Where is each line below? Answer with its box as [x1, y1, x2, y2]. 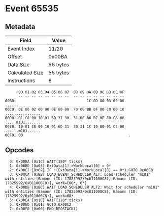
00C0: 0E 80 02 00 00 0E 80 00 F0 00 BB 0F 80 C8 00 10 [5, 107, 125, 112]
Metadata [5, 23, 35, 31]
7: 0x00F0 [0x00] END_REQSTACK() [9, 206, 78, 211]
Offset [7, 54, 22, 60]
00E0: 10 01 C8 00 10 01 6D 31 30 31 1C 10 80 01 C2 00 [5, 124, 125, 129]
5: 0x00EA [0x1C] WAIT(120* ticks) [9, 197, 83, 203]
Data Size [7, 61, 30, 68]
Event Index [7, 45, 35, 52]
